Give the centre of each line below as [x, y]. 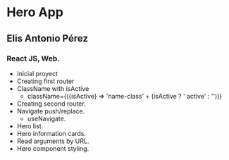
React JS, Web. [33, 59]
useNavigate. [47, 118]
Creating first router [45, 81]
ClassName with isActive [53, 88]
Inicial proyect [37, 73]
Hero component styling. [53, 148]
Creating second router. [51, 104]
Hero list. [30, 126]
